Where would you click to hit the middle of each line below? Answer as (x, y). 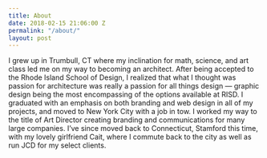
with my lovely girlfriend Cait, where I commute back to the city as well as (130, 137)
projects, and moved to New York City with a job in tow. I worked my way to (133, 112)
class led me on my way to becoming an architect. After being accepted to (131, 69)
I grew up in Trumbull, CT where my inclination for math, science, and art (129, 61)
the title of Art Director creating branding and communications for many (127, 120)
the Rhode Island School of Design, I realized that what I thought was (122, 77)
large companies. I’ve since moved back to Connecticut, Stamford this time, (133, 128)
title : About (30, 16)
